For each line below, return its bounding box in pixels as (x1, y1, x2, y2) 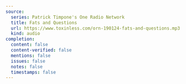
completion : (5, 36, 35, 42)
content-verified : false (11, 47, 72, 53)
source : (5, 8, 25, 15)
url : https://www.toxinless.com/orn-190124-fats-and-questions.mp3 (11, 25, 181, 31)
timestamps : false (11, 69, 57, 75)
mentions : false (11, 53, 51, 59)
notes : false (11, 63, 43, 70)
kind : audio (11, 31, 41, 37)
